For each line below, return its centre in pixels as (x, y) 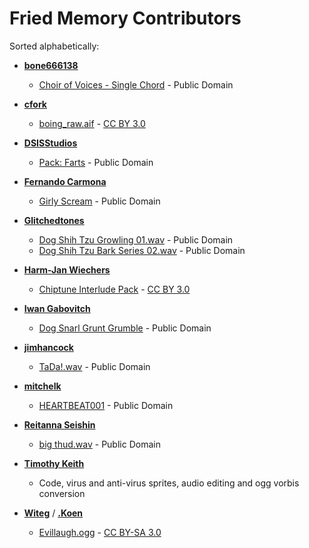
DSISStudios (50, 143)
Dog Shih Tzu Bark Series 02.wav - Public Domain (142, 250)
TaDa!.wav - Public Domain (94, 366)
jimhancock (48, 347)
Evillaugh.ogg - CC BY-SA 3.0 (100, 532)
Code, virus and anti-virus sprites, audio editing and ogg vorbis (169, 483)
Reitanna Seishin (59, 424)
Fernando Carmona (65, 181)
